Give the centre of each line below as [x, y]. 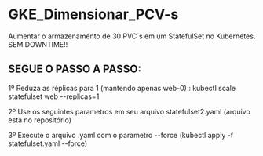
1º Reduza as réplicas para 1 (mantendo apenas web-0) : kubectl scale [122, 88]
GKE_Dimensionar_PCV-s [93, 15]
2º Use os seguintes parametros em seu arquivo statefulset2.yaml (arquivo [130, 111]
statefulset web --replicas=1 [54, 96]
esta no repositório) [40, 120]
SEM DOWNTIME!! [38, 44]
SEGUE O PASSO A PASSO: [75, 69]
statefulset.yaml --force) [48, 143]
